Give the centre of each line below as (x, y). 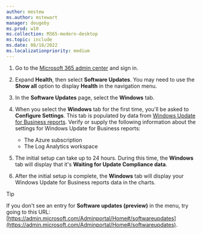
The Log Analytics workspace (61, 146)
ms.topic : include (29, 40)
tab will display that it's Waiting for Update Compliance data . (91, 164)
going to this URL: (28, 212)
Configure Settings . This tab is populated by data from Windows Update (105, 115)
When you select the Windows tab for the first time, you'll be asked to (102, 109)
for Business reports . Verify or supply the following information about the (105, 122)
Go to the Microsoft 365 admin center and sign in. (76, 68)
